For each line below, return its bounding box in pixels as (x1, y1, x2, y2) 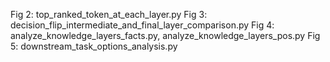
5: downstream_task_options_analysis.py (10, 40, 178, 52)
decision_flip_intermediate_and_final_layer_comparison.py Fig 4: (10, 19, 275, 31)
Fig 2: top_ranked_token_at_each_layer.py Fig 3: (10, 9, 208, 20)
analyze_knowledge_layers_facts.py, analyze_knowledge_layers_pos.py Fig (10, 30, 321, 41)
